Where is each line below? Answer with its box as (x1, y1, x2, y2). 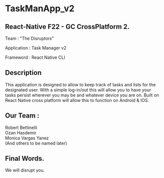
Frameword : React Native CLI (5, 54, 65, 60)
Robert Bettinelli (5, 125, 38, 130)
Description (5, 69, 42, 77)
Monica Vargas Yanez (5, 135, 49, 141)
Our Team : (5, 111, 40, 120)
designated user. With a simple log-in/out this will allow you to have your (5, 87, 151, 93)
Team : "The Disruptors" (5, 35, 54, 41)
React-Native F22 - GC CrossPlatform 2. (5, 23, 130, 31)
